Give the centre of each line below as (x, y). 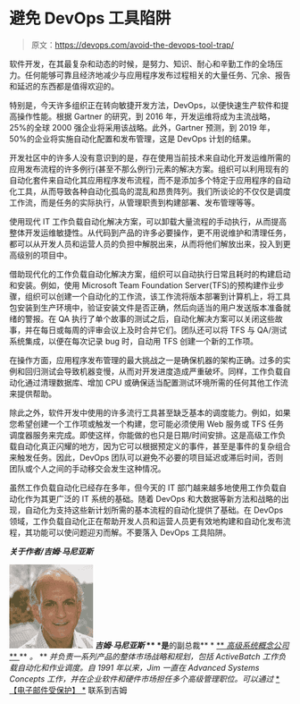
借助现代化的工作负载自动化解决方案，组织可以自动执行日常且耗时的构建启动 (150, 274)
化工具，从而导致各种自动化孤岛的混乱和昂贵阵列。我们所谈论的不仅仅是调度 (150, 191)
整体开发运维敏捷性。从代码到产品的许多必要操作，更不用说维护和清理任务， (150, 233)
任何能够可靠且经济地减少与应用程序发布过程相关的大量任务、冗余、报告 (158, 75)
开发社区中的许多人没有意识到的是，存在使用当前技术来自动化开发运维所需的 (150, 157)
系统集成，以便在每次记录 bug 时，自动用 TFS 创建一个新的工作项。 (134, 341)
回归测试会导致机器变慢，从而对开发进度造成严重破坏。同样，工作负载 (154, 371)
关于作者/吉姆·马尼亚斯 (51, 551)
